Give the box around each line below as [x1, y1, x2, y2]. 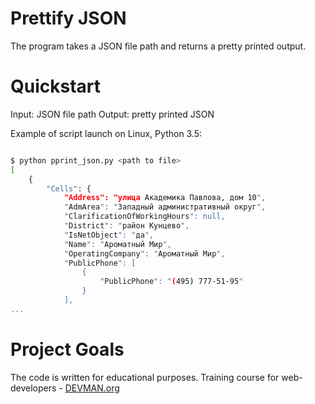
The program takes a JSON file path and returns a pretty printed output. [10, 40, 307, 52]
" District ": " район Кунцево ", [63, 221, 190, 231]
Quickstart [10, 75, 102, 98]
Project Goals [10, 338, 125, 361]
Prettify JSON [10, 7, 127, 30]
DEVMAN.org [64, 382, 120, 394]
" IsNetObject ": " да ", [63, 230, 155, 240]
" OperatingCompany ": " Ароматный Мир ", [63, 248, 226, 259]
